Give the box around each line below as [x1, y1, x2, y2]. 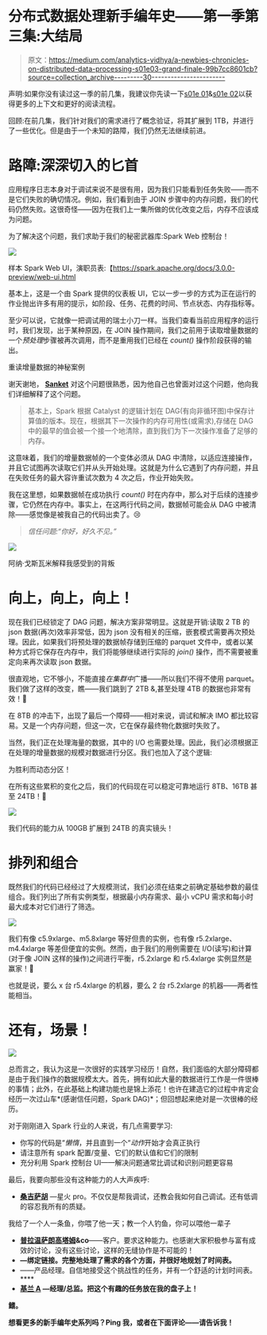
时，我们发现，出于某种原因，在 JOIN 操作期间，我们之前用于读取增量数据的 [8, 325, 258, 335]
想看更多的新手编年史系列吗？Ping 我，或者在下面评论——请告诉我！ [8, 1317, 234, 1327]
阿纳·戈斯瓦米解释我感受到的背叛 [8, 558, 115, 568]
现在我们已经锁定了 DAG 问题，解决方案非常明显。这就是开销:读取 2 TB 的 [8, 617, 250, 626]
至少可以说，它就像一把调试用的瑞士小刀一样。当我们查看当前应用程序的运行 [8, 315, 259, 325]
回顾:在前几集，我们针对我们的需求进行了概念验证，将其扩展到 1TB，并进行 [8, 115, 254, 125]
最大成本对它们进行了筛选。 [8, 902, 99, 911]
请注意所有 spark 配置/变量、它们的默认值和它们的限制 [19, 1148, 199, 1157]
